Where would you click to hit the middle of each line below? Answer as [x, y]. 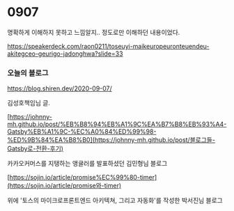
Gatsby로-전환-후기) [36, 149]
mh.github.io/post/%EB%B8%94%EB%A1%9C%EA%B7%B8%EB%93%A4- [117, 124]
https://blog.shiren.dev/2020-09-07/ [60, 88]
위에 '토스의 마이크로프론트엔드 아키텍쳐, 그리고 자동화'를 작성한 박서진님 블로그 [115, 201]
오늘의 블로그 [28, 72]
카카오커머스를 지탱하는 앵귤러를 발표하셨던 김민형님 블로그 [87, 164]
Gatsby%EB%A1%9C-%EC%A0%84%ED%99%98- [82, 132]
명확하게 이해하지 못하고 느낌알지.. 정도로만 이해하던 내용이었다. [94, 32]
